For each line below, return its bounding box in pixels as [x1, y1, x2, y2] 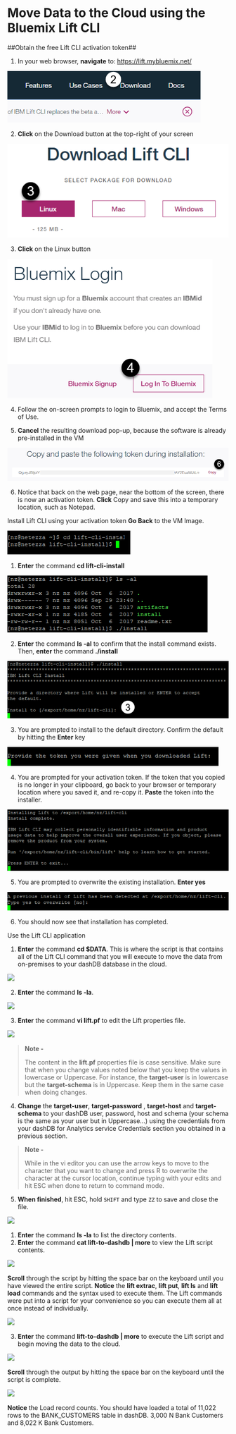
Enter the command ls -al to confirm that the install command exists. [17, 639, 216, 648]
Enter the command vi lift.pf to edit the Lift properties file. [17, 1017, 186, 1025]
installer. [17, 795, 42, 804]
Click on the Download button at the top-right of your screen [17, 129, 194, 138]
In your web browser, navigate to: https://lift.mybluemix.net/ [17, 56, 192, 65]
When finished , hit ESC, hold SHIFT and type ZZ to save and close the [17, 1195, 218, 1203]
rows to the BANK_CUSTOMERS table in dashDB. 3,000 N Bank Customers [7, 1411, 223, 1420]
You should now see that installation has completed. [17, 918, 169, 926]
